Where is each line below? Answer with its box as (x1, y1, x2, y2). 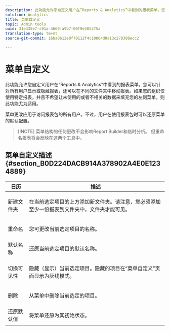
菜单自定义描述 (5, 151, 52, 160)
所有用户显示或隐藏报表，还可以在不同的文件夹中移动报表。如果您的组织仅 (9, 87, 165, 94)
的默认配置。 (5, 117, 32, 123)
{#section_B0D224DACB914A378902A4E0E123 (5, 159, 161, 168)
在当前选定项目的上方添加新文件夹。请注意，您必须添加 (29, 198, 161, 205)
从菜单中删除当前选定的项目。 (29, 292, 100, 299)
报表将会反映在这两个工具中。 (22, 135, 84, 141)
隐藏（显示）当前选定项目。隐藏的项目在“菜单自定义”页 (29, 264, 160, 272)
